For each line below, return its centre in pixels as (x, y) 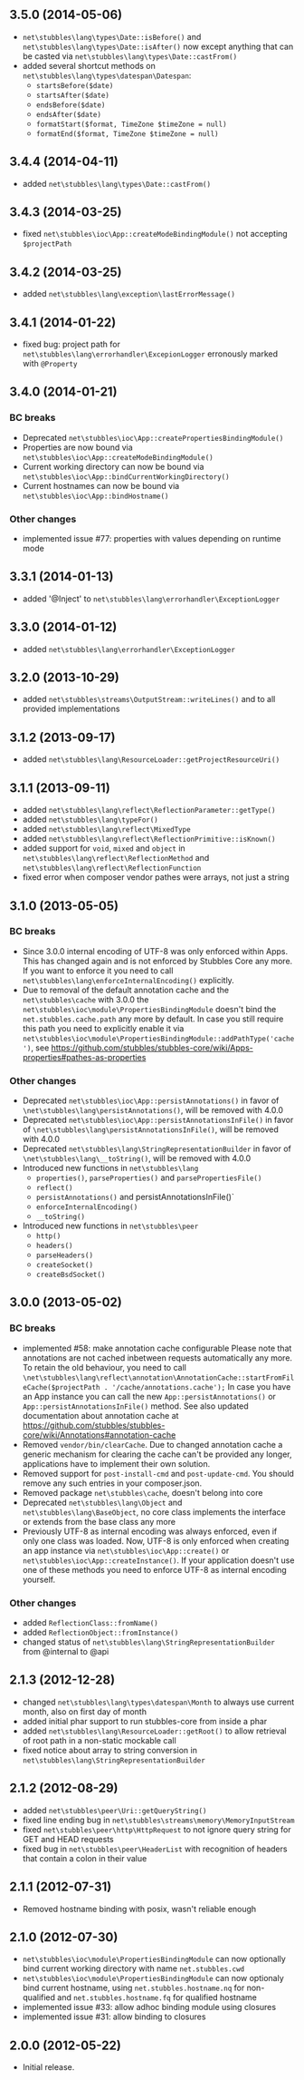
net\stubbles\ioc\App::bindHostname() (95, 496)
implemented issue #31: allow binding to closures (114, 2017)
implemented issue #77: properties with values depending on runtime (152, 539)
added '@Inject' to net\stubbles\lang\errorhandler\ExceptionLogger (151, 599)
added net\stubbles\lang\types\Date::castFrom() (116, 183)
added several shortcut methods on (89, 65)
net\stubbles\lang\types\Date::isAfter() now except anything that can (158, 46)
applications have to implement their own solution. (116, 1463)
